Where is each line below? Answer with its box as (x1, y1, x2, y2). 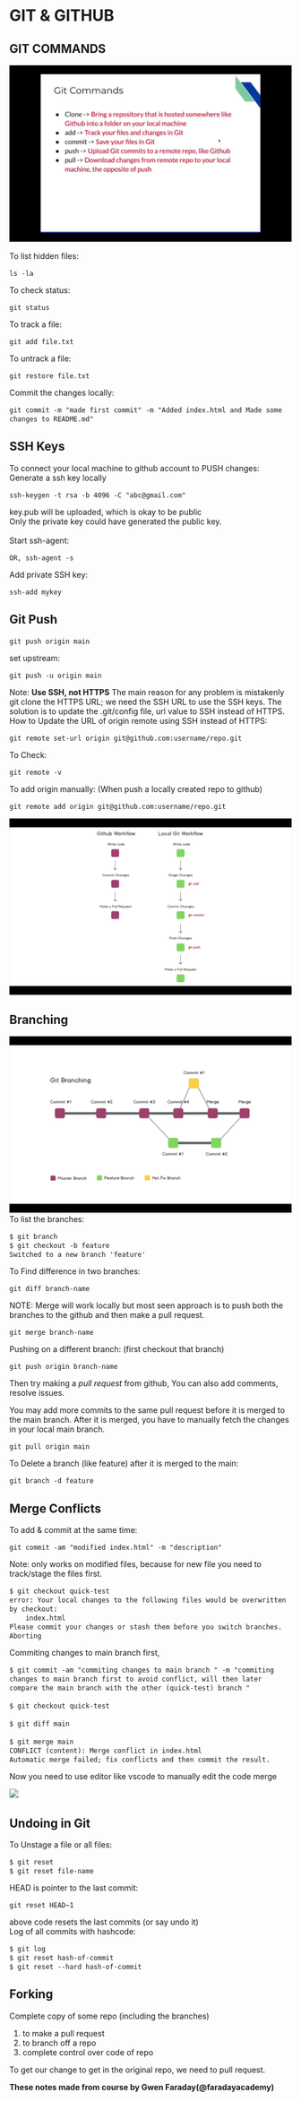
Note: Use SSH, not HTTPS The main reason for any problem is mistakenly (9, 686, 285, 697)
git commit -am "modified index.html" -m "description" (9, 1543, 222, 1553)
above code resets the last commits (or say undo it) (9, 1916, 199, 1927)
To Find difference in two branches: (9, 1266, 141, 1277)
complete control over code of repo (21, 2046, 154, 2057)
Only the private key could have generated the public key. (9, 516, 222, 527)
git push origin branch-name (9, 1363, 118, 1372)
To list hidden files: (9, 251, 79, 261)
